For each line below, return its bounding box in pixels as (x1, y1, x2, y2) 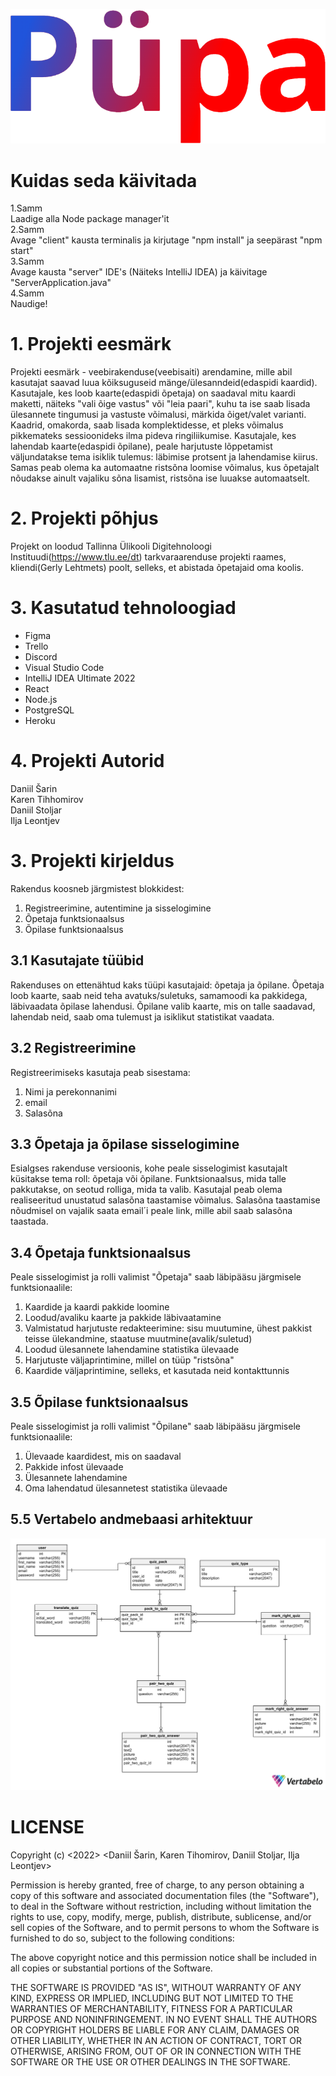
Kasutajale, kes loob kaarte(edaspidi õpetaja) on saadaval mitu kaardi (10, 387, 296, 399)
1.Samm (10, 202, 43, 214)
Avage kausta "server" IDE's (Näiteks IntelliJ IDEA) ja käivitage (10, 266, 268, 278)
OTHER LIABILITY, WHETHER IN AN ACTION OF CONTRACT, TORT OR (10, 2034, 302, 2046)
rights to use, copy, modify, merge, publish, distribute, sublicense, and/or (10, 1910, 312, 1923)
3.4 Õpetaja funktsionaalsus (10, 1244, 192, 1261)
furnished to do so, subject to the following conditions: (10, 1932, 235, 1944)
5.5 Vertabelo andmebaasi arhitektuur (10, 1511, 253, 1528)
